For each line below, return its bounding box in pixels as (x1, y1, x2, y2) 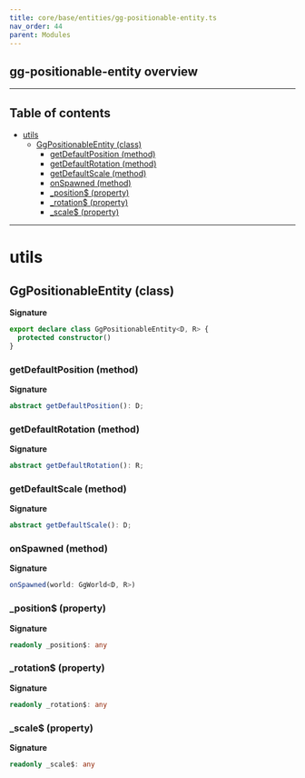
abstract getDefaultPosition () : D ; (9, 401, 144, 410)
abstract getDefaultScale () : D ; (9, 521, 132, 530)
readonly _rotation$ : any (9, 700, 107, 709)
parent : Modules (9, 30, 71, 39)
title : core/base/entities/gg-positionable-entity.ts (9, 13, 218, 23)
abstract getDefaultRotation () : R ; (9, 461, 144, 471)
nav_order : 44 (9, 22, 64, 31)
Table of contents (9, 105, 111, 121)
